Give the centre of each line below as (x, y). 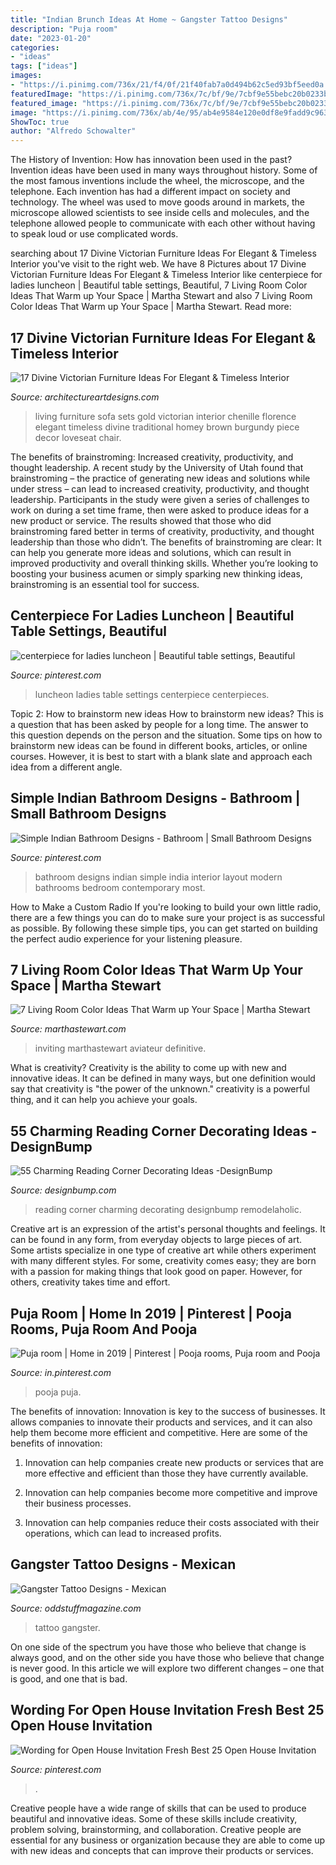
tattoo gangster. (67, 1627)
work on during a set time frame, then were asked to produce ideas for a (160, 510)
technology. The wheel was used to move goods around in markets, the (157, 202)
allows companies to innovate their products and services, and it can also (161, 1422)
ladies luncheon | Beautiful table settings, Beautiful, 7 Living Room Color (159, 285)
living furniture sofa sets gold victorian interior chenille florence (165, 416)
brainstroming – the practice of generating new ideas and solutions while (160, 478)
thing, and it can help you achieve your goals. (104, 1100)
